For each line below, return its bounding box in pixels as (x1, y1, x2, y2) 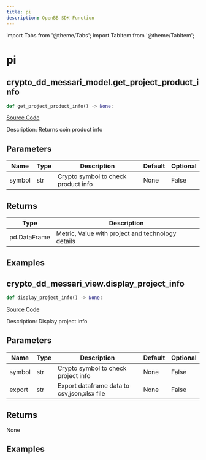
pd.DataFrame (9, 233, 51, 241)
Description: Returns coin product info (6, 126, 103, 134)
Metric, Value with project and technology (56, 229, 177, 238)
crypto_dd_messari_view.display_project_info (6, 278, 185, 288)
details (56, 237, 75, 245)
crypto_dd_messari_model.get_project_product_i (6, 77, 199, 88)
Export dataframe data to (57, 381, 130, 390)
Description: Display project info (6, 318, 88, 325)
